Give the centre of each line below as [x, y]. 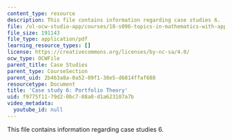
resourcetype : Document [41, 84]
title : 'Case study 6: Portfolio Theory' [68, 90]
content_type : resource [41, 13]
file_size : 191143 [33, 33]
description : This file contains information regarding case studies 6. [114, 20]
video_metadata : [30, 103]
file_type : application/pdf [48, 39]
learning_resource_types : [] [49, 46]
